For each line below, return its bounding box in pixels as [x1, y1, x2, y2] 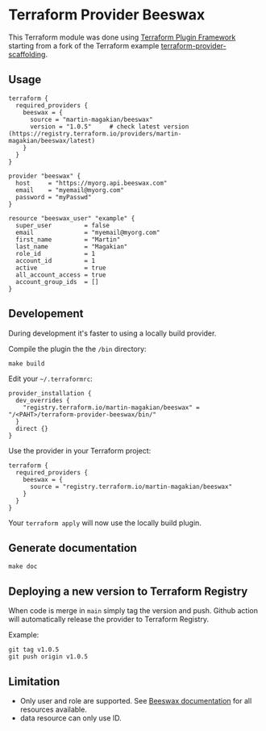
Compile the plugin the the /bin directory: [8, 344, 147, 353]
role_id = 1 [15, 249, 95, 257]
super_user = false [15, 221, 110, 229]
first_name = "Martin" [15, 236, 121, 244]
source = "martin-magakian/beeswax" [29, 115, 153, 123]
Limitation [8, 675, 60, 688]
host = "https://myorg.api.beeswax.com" [15, 179, 168, 187]
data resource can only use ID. [19, 713, 123, 723]
